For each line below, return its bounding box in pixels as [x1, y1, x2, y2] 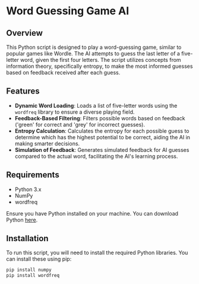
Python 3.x [14, 186, 42, 193]
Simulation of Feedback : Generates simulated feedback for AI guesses [14, 146, 189, 153]
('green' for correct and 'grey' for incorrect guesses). [14, 121, 146, 128]
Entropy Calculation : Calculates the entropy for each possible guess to [14, 127, 189, 135]
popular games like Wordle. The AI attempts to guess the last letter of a [6, 50, 180, 57]
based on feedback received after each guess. [6, 69, 121, 76]
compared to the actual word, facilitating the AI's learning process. [14, 152, 178, 160]
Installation [6, 233, 49, 244]
